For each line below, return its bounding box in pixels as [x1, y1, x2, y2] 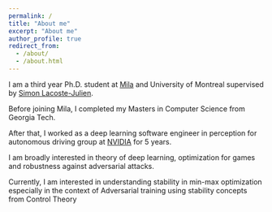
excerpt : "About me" [8, 27, 79, 35]
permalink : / [8, 11, 53, 20]
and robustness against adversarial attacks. [8, 161, 154, 171]
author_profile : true [8, 34, 82, 43]
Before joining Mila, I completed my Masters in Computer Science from [8, 103, 246, 114]
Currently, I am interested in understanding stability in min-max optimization [8, 176, 262, 187]
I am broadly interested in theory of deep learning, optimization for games [8, 152, 256, 162]
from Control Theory [8, 194, 77, 204]
